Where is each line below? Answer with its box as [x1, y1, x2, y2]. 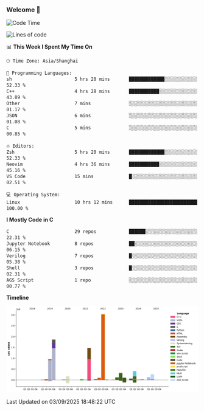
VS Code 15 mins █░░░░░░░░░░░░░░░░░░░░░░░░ [6, 173, 198, 180]
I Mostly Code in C [6, 216, 54, 224]
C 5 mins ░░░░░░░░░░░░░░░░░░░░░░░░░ [6, 125, 198, 131]
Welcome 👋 [6, 5, 41, 14]
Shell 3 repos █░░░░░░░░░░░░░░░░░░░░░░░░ [6, 265, 198, 271]
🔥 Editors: [6, 143, 35, 150]
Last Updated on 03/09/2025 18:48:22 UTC [6, 398, 116, 406]
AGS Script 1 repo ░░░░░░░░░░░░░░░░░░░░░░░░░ [6, 277, 198, 283]
